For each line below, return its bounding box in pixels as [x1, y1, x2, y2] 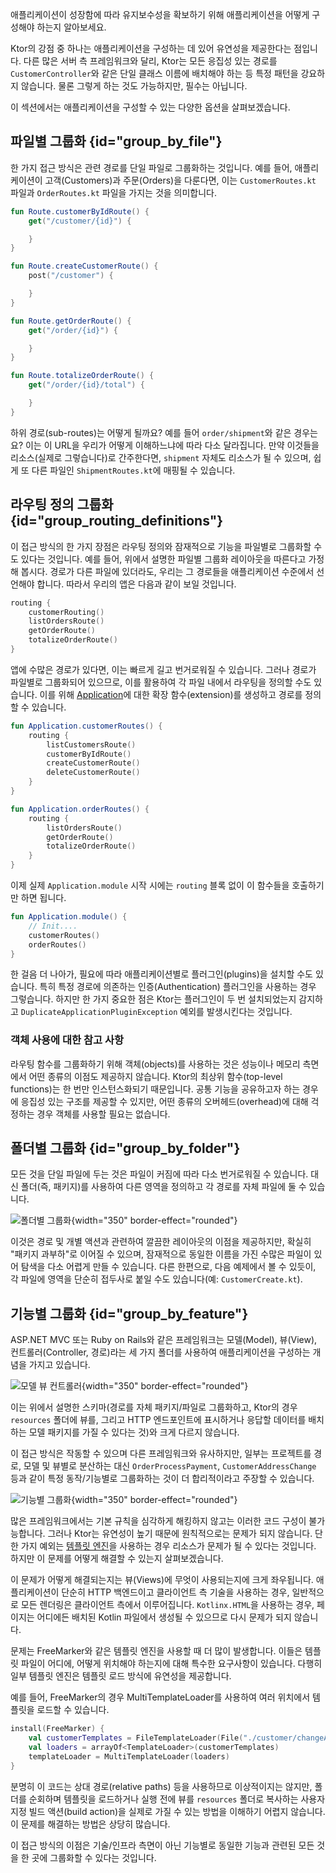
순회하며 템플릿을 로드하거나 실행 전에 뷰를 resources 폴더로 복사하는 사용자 [28, 1793, 326, 1805]
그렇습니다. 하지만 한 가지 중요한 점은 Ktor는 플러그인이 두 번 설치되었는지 [10, 993, 297, 1005]
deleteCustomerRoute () [46, 768, 141, 778]
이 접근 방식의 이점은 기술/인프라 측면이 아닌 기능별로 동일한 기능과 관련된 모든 [10, 1839, 315, 1851]
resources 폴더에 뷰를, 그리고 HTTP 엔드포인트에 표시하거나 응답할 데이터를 [10, 1414, 307, 1426]
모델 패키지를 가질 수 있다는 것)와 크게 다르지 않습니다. [28, 1426, 240, 1438]
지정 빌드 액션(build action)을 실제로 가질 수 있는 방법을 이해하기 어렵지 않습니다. [10, 1805, 326, 1817]
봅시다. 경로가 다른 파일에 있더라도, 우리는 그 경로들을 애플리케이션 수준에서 [20, 565, 315, 577]
